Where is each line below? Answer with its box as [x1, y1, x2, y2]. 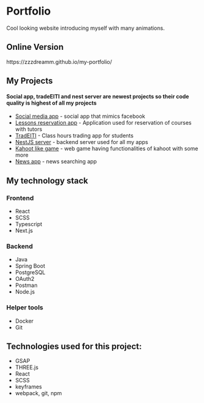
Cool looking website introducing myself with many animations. [6, 24, 165, 32]
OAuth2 [15, 275, 35, 283]
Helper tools [6, 303, 44, 312]
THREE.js [15, 363, 38, 371]
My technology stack [6, 175, 88, 186]
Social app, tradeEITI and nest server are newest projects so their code [6, 92, 189, 100]
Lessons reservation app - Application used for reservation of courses [15, 119, 192, 126]
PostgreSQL [15, 269, 46, 276]
